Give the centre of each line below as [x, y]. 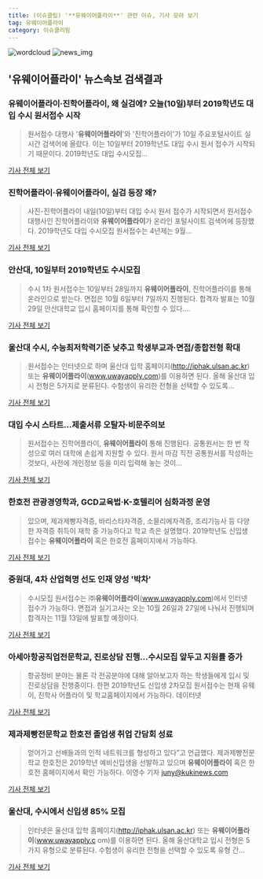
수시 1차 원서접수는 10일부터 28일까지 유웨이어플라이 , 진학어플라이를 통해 [139, 289]
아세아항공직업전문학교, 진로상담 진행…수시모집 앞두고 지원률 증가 [126, 656]
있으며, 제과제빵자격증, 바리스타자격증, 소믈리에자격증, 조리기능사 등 [131, 521]
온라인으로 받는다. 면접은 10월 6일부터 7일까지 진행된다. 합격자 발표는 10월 [141, 298]
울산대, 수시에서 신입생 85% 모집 [67, 811]
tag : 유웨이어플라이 [36, 23]
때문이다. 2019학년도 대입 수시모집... [91, 153]
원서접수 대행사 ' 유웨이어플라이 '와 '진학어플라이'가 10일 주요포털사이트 [135, 134]
